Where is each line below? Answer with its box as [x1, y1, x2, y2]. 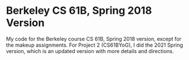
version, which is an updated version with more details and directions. [6, 47, 174, 54]
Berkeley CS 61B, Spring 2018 [6, 4, 152, 17]
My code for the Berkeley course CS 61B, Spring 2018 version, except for [6, 35, 182, 42]
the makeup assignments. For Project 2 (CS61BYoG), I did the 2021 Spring [6, 42, 184, 48]
